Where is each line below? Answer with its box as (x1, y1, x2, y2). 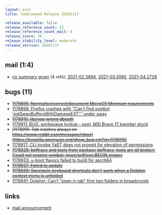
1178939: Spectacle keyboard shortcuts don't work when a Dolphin (12, 168, 146, 174)
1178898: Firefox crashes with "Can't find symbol (12, 106, 110, 112)
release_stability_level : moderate (5, 38, 77, 44)
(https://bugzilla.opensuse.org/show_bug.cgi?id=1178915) (12, 137, 127, 143)
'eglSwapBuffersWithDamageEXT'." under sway (12, 111, 107, 117)
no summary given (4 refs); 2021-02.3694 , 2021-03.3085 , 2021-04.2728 (12, 74, 157, 80)
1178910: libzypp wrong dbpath (12, 116, 74, 122)
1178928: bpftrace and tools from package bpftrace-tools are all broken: (12, 147, 156, 153)
